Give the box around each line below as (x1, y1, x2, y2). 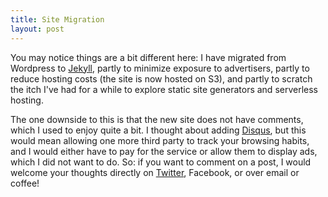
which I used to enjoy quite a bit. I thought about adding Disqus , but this (10, 124, 307, 136)
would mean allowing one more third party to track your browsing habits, (10, 134, 310, 146)
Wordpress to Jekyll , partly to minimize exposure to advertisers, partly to (10, 62, 310, 74)
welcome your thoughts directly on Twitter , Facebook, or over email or (10, 166, 300, 178)
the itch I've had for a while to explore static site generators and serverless (10, 83, 318, 95)
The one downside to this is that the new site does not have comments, (10, 113, 304, 125)
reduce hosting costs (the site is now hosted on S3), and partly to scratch (10, 72, 313, 85)
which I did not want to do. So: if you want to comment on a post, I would (10, 156, 312, 168)
